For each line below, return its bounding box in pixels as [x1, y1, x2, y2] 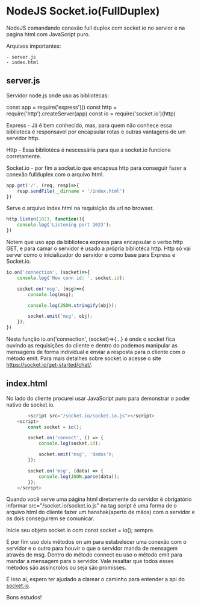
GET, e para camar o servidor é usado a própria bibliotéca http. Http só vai [6, 245, 191, 252]
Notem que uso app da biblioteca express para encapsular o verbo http [6, 239, 184, 245]
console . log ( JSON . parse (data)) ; [38, 473, 120, 480]
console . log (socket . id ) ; [38, 440, 101, 446]
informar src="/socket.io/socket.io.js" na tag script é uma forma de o [6, 502, 178, 509]
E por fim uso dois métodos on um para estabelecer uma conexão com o [6, 538, 187, 546]
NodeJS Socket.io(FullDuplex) [6, 4, 160, 18]
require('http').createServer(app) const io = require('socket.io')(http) [6, 110, 176, 117]
